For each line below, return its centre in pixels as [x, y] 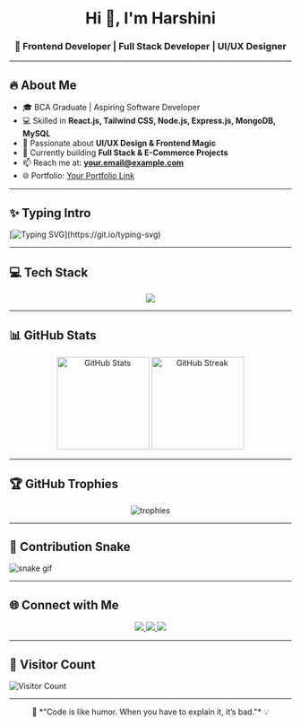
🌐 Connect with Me [64, 605]
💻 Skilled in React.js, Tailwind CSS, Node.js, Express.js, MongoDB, [149, 121]
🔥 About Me [43, 85]
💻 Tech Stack [49, 272]
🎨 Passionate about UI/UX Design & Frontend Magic [119, 144]
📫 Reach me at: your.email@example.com [103, 163]
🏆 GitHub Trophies [64, 484]
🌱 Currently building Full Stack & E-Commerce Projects [125, 153]
